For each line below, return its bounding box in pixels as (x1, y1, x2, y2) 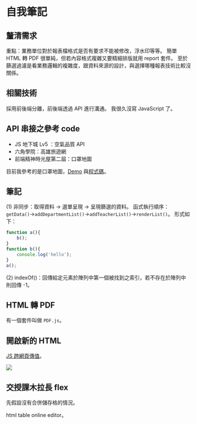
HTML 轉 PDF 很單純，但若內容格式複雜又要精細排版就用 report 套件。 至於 (6, 55, 188, 62)
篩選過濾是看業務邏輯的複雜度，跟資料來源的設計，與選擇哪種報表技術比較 (6, 62, 186, 69)
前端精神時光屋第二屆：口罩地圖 (14, 155, 92, 162)
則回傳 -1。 (6, 281, 33, 288)
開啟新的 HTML (6, 336, 62, 346)
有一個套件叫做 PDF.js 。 (6, 317, 64, 324)
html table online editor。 (6, 412, 67, 418)
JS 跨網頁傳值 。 (6, 352, 45, 359)
